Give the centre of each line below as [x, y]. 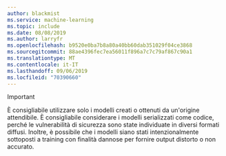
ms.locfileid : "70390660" [44, 77]
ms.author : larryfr [35, 39]
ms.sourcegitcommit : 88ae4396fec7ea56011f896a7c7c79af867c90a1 [100, 52]
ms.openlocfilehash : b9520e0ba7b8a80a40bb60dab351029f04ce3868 [100, 45]
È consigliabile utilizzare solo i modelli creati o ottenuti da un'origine [103, 110]
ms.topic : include [33, 26]
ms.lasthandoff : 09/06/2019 [48, 71]
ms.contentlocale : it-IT [43, 65]
